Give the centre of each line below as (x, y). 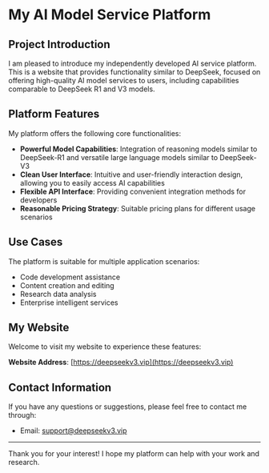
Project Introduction (59, 44)
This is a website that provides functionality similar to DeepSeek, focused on (134, 72)
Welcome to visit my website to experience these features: (105, 347)
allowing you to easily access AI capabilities (92, 182)
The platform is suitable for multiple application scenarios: (104, 261)
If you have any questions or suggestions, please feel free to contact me (128, 407)
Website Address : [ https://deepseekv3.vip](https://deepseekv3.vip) (121, 363)
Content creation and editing (67, 285)
